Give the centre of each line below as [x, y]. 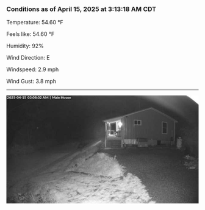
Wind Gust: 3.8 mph [31, 82]
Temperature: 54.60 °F [35, 23]
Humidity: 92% [25, 46]
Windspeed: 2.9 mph [33, 69]
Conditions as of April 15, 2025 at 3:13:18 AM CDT [81, 9]
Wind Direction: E [28, 58]
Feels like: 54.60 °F [31, 34]
